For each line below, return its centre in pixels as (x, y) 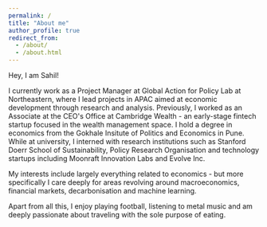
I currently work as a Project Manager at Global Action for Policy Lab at (125, 91)
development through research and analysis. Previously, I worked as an (126, 108)
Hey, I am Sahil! (34, 75)
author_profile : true (44, 30)
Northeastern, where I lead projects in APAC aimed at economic (113, 99)
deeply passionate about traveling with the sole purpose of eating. (117, 215)
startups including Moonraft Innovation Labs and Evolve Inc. (107, 159)
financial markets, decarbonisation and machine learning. (102, 191)
